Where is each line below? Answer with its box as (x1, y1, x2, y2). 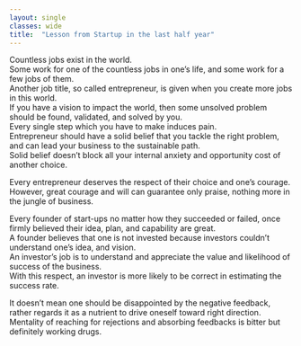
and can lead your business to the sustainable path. (9, 140, 200, 151)
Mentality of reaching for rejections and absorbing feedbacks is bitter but (9, 316, 281, 328)
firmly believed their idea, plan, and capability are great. (9, 223, 217, 234)
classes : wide (9, 22, 63, 31)
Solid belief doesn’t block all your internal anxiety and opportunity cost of (9, 150, 281, 161)
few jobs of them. (9, 74, 75, 84)
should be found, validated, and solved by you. (9, 111, 182, 122)
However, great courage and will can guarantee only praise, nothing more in (9, 186, 290, 198)
